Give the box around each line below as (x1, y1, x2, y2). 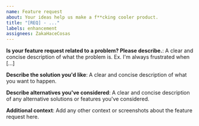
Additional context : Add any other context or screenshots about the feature (6, 107, 192, 114)
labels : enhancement (6, 25, 58, 31)
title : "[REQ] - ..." (6, 20, 60, 26)
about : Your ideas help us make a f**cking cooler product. (6, 14, 159, 20)
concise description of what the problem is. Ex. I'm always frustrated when (6, 53, 190, 61)
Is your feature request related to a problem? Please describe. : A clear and (6, 47, 194, 54)
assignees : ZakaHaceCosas (6, 31, 70, 37)
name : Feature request (6, 8, 63, 15)
